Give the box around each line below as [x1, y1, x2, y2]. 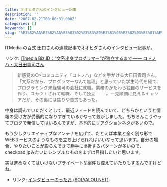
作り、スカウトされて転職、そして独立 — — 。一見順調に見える [17, 91, 146, 96]
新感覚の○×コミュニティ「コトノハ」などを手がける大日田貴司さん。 [17, 72, 160, 78]
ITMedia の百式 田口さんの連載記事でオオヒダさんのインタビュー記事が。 [5, 45, 155, 50]
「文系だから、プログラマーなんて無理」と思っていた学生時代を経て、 [17, 78, 161, 84]
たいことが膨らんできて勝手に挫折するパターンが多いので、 [22, 143, 144, 149]
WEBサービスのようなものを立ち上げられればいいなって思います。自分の [5, 137, 154, 142]
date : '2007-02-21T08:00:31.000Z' [5, 16, 77, 21]
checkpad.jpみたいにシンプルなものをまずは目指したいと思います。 [5, 149, 143, 155]
